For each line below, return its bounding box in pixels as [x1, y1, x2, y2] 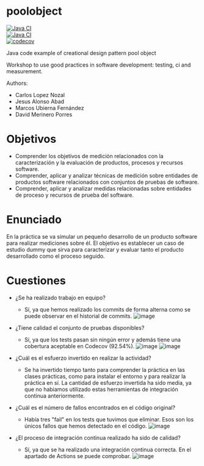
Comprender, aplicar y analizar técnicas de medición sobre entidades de [15, 172, 199, 179]
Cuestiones [6, 274, 66, 288]
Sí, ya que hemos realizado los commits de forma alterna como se [24, 305, 191, 313]
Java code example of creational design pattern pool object [6, 49, 157, 56]
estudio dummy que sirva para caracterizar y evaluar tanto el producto [6, 246, 184, 253]
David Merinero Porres [15, 111, 73, 118]
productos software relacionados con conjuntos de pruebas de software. [15, 178, 199, 186]
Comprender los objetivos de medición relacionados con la [15, 152, 164, 159]
